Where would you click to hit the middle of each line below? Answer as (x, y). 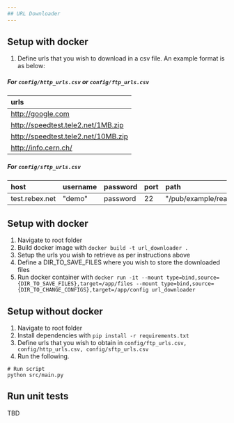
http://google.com (40, 114)
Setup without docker (55, 311)
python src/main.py (36, 375)
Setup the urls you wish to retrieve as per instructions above (103, 255)
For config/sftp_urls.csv (44, 167)
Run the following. (43, 356)
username (80, 187)
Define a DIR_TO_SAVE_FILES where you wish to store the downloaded (119, 262)
